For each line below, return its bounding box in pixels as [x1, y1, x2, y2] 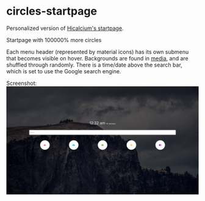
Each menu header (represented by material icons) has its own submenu [6, 48, 189, 56]
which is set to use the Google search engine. [6, 67, 121, 75]
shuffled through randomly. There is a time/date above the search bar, [6, 61, 183, 68]
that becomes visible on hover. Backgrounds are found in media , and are [6, 54, 189, 62]
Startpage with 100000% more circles [6, 36, 102, 43]
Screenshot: [6, 79, 37, 87]
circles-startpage [6, 4, 98, 18]
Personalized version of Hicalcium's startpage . [6, 24, 124, 32]
